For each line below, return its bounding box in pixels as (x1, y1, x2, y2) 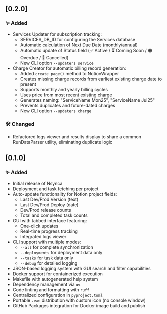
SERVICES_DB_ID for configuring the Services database (20, 36, 136, 42)
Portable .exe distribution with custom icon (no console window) (12, 297, 146, 303)
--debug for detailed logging (20, 260, 78, 266)
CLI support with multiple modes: (12, 239, 81, 245)
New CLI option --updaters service (20, 60, 94, 66)
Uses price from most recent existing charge (20, 92, 112, 98)
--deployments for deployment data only (20, 249, 103, 255)
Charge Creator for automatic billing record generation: (12, 65, 126, 71)
